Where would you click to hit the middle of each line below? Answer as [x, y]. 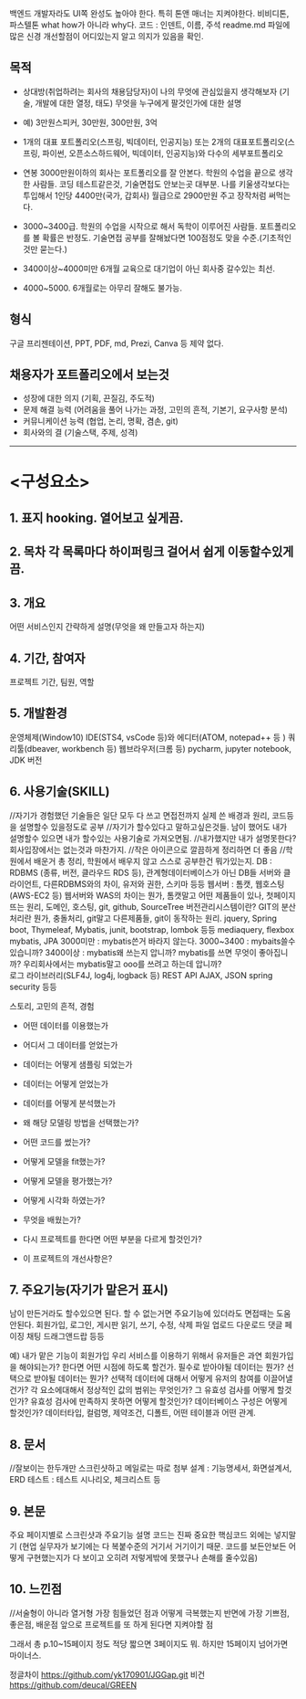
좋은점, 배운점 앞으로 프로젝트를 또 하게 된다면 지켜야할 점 [112, 1624]
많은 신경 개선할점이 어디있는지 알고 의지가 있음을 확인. [107, 36]
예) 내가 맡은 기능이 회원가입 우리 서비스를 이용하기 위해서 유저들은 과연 [136, 1356]
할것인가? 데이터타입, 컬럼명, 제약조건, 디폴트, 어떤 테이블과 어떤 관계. [133, 1413]
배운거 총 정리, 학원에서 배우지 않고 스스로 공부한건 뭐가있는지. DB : [153, 860]
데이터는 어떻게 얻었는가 [66, 1083]
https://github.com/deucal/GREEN [73, 1684]
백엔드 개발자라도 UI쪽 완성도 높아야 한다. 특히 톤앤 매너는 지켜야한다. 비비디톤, [149, 13]
